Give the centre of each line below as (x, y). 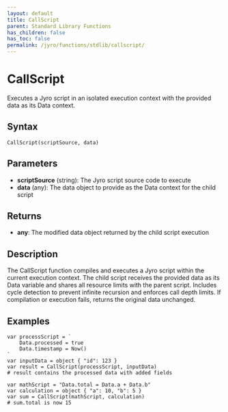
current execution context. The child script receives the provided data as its (113, 278)
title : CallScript (33, 20)
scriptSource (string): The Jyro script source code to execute (104, 180)
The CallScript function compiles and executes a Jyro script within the (106, 270)
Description (32, 254)
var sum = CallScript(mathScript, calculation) (76, 397)
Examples (28, 321)
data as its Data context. (41, 105)
